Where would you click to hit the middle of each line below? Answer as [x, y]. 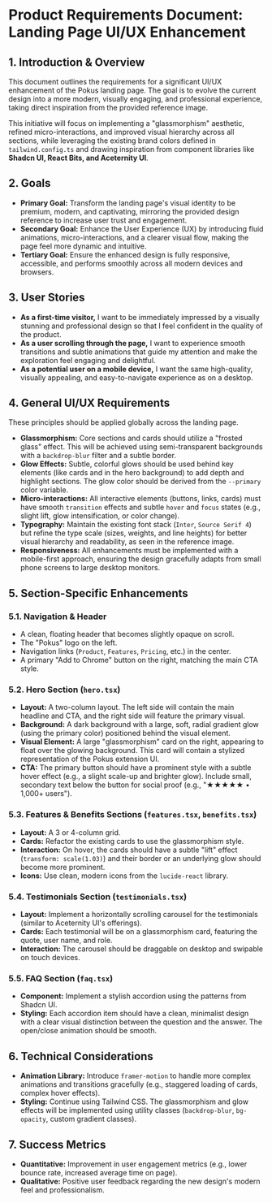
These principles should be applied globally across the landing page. [124, 422]
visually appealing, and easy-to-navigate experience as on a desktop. [136, 377]
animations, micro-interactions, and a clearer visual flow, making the [134, 237]
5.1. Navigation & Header [58, 617]
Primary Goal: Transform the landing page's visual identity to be [128, 203]
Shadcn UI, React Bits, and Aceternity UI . [78, 158]
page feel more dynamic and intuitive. [83, 246]
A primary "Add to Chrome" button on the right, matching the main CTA [139, 660]
